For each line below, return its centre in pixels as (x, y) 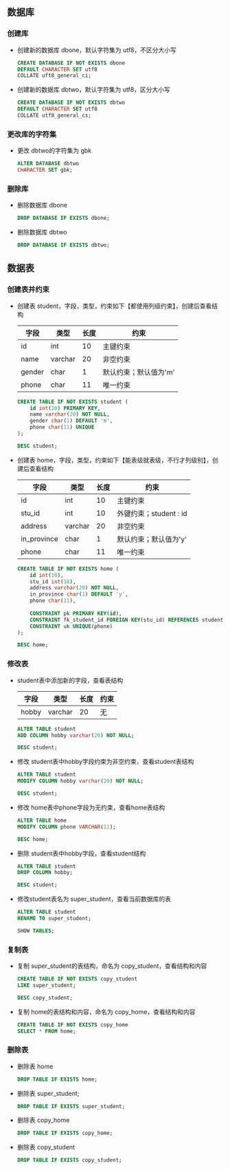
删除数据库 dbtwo (42, 232)
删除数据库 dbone (42, 205)
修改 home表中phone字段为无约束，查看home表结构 (91, 807)
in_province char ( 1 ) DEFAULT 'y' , (79, 594)
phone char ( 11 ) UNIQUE (62, 427)
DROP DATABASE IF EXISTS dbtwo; (63, 245)
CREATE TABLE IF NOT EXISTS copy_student (77, 979)
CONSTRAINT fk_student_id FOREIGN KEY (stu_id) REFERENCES (114, 620)
